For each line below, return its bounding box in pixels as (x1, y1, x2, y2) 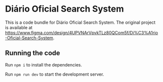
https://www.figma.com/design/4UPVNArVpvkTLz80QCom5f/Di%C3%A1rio (5, 30, 158, 35)
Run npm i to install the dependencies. (5, 62, 82, 67)
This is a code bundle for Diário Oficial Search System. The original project (5, 19, 156, 25)
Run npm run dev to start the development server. (5, 71, 104, 77)
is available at (5, 24, 33, 30)
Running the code (5, 49, 60, 57)
